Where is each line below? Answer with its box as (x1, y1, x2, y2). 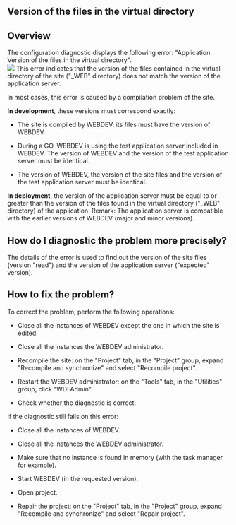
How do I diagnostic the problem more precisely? (7, 235, 227, 247)
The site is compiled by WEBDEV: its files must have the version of (17, 120, 211, 129)
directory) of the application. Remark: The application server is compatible (7, 206, 223, 215)
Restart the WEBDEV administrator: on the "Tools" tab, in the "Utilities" (17, 377, 223, 386)
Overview (7, 30, 51, 42)
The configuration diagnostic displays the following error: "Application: (7, 49, 213, 57)
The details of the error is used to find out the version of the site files (7, 254, 207, 262)
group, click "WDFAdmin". (17, 384, 94, 393)
